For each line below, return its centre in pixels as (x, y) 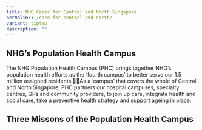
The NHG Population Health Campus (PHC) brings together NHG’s (89, 68)
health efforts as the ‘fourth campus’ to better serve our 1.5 (108, 75)
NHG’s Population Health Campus (71, 53)
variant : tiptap (27, 23)
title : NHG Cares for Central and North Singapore (72, 12)
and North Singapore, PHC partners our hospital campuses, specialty (93, 87)
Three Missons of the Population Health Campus (100, 119)
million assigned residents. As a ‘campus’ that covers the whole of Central (101, 81)
